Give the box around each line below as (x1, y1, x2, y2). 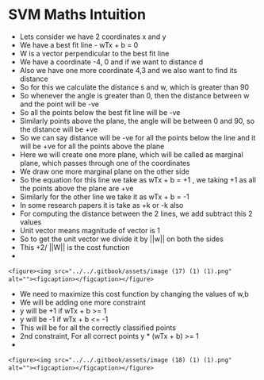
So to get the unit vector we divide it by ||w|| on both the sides (19, 234, 224, 244)
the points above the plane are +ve (19, 183, 134, 193)
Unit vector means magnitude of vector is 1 (19, 225, 160, 235)
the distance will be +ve (19, 125, 98, 134)
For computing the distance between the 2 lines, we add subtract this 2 (19, 209, 253, 218)
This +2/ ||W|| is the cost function (19, 242, 130, 251)
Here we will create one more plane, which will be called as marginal (19, 149, 243, 159)
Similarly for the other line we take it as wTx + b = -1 (19, 192, 189, 202)
